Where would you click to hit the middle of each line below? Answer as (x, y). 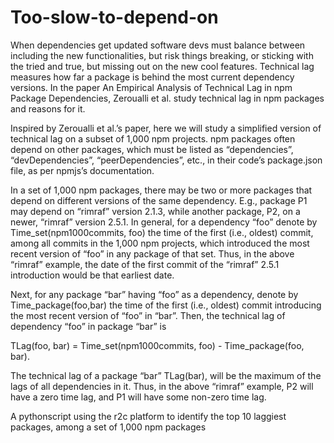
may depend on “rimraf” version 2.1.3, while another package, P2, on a (155, 211)
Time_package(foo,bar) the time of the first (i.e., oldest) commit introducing (166, 305)
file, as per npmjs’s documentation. (82, 170)
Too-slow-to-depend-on (114, 17)
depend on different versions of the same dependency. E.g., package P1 (159, 200)
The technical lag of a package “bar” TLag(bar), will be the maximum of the (166, 375)
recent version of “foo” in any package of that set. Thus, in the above (152, 253)
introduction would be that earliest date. (92, 275)
